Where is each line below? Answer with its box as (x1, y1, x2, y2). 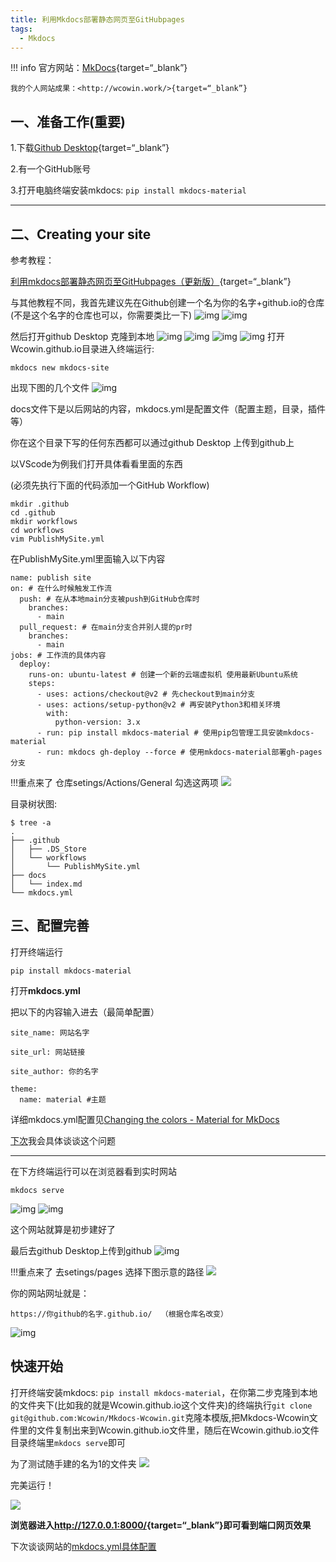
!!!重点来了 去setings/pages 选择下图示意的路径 (10, 1266, 205, 1278)
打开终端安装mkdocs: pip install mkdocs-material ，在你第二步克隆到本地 (10, 1386, 318, 1398)
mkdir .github (10, 499, 70, 509)
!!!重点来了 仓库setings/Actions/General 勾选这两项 (10, 777, 219, 788)
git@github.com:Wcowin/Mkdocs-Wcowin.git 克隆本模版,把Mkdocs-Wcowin (10, 1411, 310, 1423)
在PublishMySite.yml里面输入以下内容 (10, 553, 166, 565)
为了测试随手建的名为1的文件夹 (10, 1457, 137, 1470)
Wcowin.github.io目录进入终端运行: (10, 343, 155, 355)
